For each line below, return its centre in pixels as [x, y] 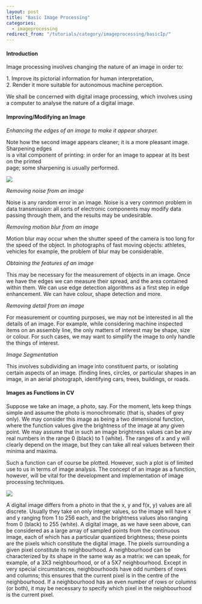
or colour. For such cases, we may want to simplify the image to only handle [101, 336]
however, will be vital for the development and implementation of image [95, 475]
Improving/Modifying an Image [46, 117]
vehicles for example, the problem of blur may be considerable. [85, 251]
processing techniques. [36, 482]
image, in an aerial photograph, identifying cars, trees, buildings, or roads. [98, 379]
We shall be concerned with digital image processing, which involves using [99, 96]
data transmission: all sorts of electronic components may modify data [94, 209]
